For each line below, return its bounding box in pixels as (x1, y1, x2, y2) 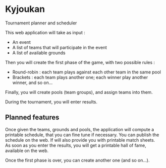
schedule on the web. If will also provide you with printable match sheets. (5, 137, 155, 143)
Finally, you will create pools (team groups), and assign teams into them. (5, 89, 153, 95)
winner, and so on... (12, 80, 53, 85)
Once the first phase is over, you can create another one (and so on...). (5, 157, 150, 163)
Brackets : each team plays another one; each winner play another (12, 74, 148, 80)
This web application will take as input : (5, 29, 86, 35)
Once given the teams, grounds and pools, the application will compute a (5, 126, 155, 132)
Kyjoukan (5, 3, 46, 15)
